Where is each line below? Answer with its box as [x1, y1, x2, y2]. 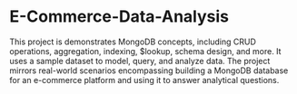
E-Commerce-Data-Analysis [9, 6, 230, 27]
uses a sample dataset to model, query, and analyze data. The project [9, 55, 271, 66]
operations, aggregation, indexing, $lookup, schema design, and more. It [9, 45, 282, 56]
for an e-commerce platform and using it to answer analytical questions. [9, 74, 280, 85]
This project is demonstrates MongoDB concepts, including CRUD [9, 36, 257, 47]
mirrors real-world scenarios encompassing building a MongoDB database [9, 65, 289, 76]
